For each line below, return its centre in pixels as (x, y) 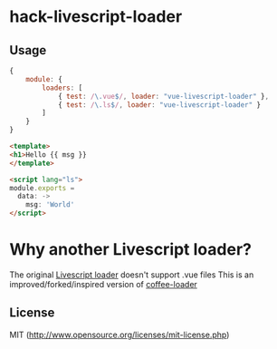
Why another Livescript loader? (130, 250)
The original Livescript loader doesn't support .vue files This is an (132, 275)
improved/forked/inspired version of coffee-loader (103, 284)
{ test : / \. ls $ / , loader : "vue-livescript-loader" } (159, 105)
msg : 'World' (50, 205)
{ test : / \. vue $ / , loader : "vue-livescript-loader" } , (163, 96)
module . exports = (42, 188)
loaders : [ (62, 88)
